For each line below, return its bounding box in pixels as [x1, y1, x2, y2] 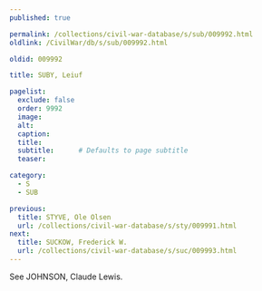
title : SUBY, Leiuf [9, 71, 83, 80]
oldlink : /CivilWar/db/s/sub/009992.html [9, 38, 169, 47]
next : [9, 229, 30, 238]
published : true [9, 13, 71, 23]
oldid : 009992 [9, 54, 63, 63]
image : [17, 112, 43, 121]
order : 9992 [17, 104, 63, 113]
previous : [9, 204, 47, 213]
